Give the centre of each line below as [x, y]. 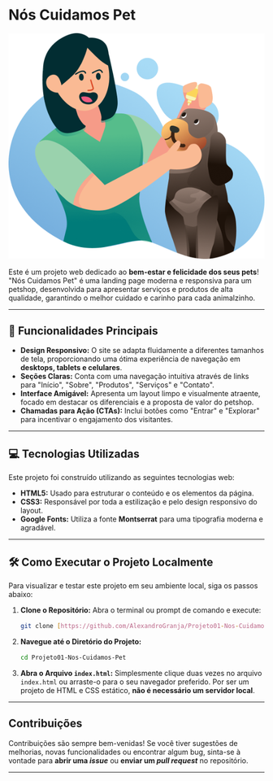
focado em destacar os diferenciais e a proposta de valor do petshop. [137, 402]
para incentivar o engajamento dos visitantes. [96, 420]
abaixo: [21, 595]
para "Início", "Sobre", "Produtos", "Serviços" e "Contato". [117, 385]
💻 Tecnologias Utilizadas [74, 454]
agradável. [38, 528]
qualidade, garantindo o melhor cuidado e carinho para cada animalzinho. [132, 298]
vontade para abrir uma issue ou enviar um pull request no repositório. [128, 760]
